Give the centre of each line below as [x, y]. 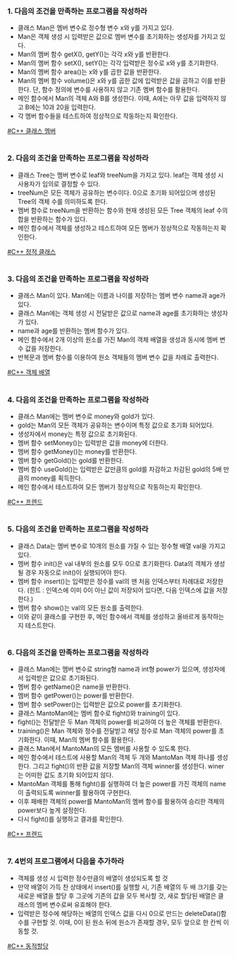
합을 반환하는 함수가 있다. [52, 219]
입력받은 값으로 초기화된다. [62, 678]
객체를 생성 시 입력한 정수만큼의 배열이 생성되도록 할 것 [93, 878]
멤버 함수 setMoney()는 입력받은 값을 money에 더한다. [93, 443]
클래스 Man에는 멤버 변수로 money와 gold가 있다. [86, 416]
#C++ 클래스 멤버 [32, 131]
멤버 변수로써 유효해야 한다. [74, 904]
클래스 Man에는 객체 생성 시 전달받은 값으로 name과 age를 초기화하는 [113, 313]
